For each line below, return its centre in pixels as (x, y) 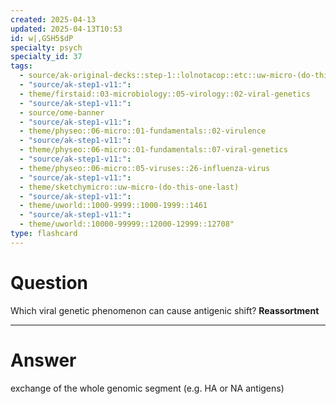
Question (49, 282)
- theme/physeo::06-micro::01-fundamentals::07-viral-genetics (153, 150)
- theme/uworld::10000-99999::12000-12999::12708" (127, 224)
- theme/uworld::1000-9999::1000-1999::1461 (113, 206)
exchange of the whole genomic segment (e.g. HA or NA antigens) (147, 388)
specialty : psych (46, 47)
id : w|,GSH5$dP (42, 38)
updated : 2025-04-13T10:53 (66, 29)
